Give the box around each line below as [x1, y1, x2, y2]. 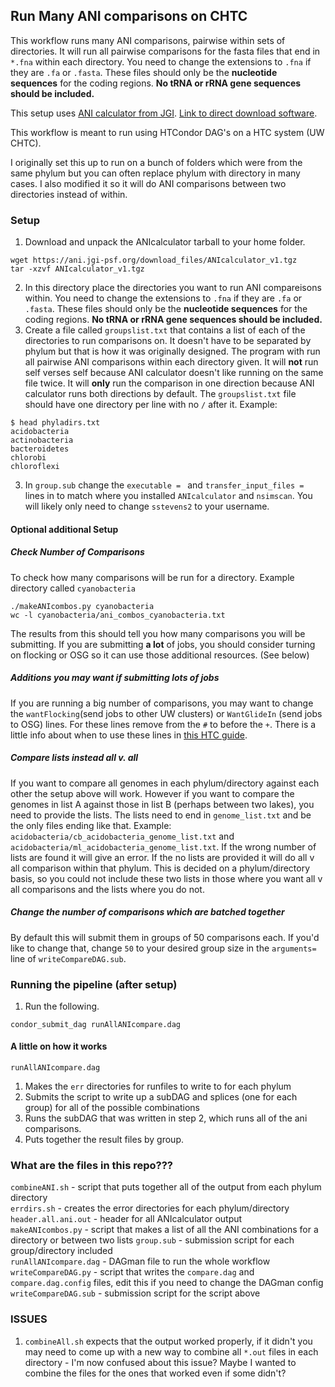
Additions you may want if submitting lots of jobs [10, 672, 220, 684]
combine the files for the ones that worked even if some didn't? [24, 1367, 287, 1379]
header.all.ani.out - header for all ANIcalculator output [10, 1213, 243, 1225]
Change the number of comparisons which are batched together [10, 906, 285, 918]
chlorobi [10, 453, 47, 463]
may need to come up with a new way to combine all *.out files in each [24, 1345, 319, 1358]
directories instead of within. [10, 188, 128, 200]
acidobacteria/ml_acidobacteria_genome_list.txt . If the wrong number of [10, 840, 317, 853]
